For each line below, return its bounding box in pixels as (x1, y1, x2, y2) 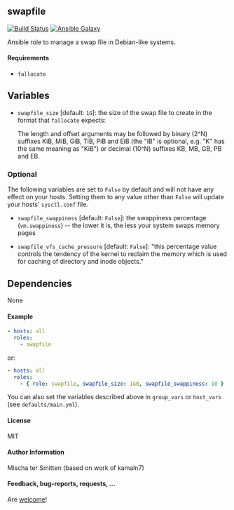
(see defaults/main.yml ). (7, 400, 79, 409)
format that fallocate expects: (17, 116, 106, 124)
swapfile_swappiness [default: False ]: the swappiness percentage (17, 214, 207, 222)
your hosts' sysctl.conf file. (7, 200, 89, 209)
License (7, 416, 32, 424)
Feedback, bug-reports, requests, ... (7, 480, 116, 488)
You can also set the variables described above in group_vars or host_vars (7, 393, 222, 401)
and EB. (17, 152, 41, 160)
